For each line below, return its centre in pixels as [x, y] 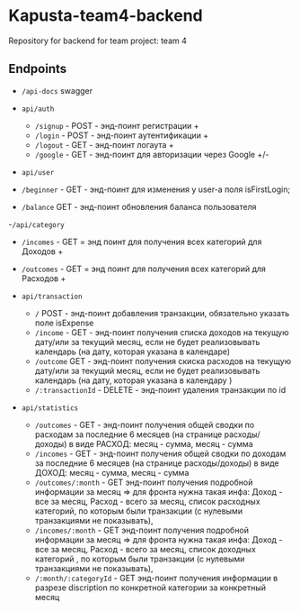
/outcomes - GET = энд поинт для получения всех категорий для [144, 269]
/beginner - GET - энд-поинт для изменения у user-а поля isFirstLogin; [156, 189]
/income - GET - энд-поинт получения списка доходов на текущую [162, 332]
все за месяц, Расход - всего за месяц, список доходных [146, 549]
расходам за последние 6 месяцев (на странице [128, 434]
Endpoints [38, 69]
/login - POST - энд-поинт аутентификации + [122, 135]
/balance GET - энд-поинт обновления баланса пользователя [139, 206]
